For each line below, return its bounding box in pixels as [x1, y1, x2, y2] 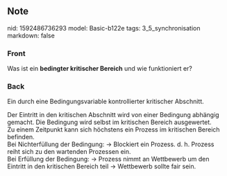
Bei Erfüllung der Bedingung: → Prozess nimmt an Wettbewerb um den [7, 155, 210, 164]
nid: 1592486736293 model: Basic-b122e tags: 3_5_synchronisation [7, 24, 201, 32]
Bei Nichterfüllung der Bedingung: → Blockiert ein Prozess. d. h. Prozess [7, 140, 215, 148]
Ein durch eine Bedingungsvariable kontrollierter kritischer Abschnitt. [7, 97, 205, 106]
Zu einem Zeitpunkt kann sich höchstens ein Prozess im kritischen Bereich [7, 125, 220, 134]
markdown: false [7, 31, 56, 39]
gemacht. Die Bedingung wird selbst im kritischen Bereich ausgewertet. [7, 118, 212, 127]
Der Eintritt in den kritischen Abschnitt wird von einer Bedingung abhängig [7, 111, 220, 119]
